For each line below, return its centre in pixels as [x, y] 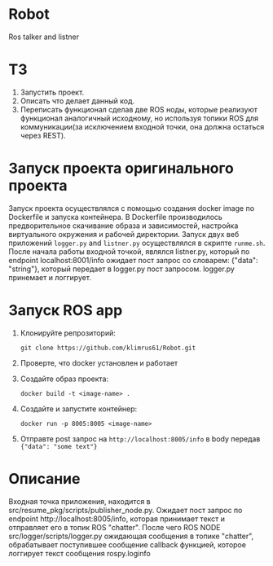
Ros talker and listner [44, 37]
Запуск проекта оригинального [121, 169]
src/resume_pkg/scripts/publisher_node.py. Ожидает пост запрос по [125, 510]
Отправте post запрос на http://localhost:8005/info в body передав [140, 439]
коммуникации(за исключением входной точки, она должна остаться [142, 126]
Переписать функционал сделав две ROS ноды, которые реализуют [139, 109]
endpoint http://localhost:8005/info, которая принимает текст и [117, 519]
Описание [44, 478]
